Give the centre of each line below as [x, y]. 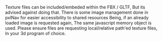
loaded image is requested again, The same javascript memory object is [78, 23]
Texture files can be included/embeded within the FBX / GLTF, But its [75, 7]
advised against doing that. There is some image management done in [77, 12]
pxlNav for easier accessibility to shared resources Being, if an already [77, 18]
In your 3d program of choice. [36, 33]
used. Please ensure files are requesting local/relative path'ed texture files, [81, 28]
